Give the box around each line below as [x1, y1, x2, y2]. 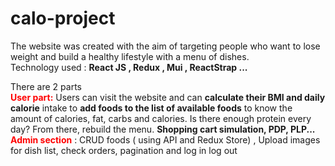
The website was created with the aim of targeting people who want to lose [10, 40, 321, 52]
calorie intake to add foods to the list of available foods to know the [10, 102, 293, 114]
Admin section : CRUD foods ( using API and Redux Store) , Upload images [10, 133, 321, 146]
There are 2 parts [10, 80, 82, 92]
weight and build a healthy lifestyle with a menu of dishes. [10, 50, 250, 62]
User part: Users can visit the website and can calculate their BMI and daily [10, 91, 326, 103]
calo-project [10, 7, 116, 30]
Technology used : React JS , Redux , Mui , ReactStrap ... [10, 61, 248, 73]
